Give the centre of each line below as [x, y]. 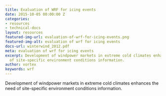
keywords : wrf [20, 69]
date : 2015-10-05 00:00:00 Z [35, 14]
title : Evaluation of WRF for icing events [51, 10]
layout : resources [24, 32]
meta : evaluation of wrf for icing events [49, 51]
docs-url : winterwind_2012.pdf [37, 46]
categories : [17, 19]
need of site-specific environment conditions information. [64, 88]
